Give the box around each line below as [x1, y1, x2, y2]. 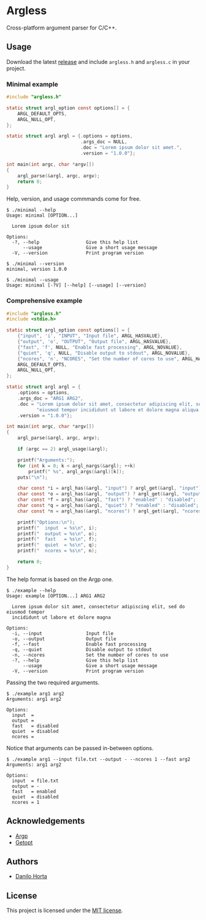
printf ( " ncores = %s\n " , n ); [17, 547, 97, 554]
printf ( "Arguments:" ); [17, 457, 75, 463]
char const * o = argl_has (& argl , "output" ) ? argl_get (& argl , [17, 491, 180, 497]
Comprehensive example [6, 296, 83, 305]
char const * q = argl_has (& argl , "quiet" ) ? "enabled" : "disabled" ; [17, 503, 199, 509]
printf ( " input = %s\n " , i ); [17, 525, 97, 531]
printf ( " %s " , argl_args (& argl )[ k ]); [28, 468, 124, 474]
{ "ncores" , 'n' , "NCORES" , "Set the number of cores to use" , [17, 355, 180, 362]
